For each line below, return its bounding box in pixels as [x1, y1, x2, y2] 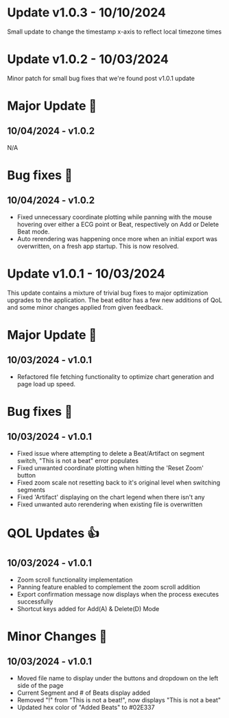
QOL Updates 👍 [7, 525, 99, 541]
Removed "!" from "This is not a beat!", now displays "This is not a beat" [16, 695, 221, 704]
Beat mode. [16, 227, 50, 236]
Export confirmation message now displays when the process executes [16, 590, 219, 598]
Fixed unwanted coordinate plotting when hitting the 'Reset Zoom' [16, 464, 204, 472]
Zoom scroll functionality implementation [16, 575, 133, 584]
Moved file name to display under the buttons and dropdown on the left [16, 673, 219, 682]
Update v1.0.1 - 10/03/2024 [7, 266, 166, 282]
